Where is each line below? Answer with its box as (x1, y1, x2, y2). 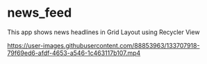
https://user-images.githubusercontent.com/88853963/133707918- (7, 41, 200, 49)
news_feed (7, 5, 72, 21)
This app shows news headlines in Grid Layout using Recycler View (7, 28, 200, 36)
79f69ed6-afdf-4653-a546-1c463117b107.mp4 (7, 49, 141, 57)
